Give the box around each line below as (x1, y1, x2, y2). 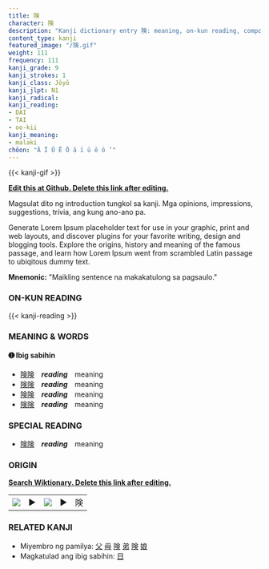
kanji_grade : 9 (8, 64, 59, 72)
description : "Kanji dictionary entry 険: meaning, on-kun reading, (8, 26, 240, 34)
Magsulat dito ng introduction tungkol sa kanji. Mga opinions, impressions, (8, 199, 254, 208)
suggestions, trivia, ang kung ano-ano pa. (8, 208, 147, 217)
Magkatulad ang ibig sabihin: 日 (19, 551, 124, 561)
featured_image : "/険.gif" (8, 42, 98, 50)
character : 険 (8, 19, 54, 27)
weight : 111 (8, 49, 48, 57)
